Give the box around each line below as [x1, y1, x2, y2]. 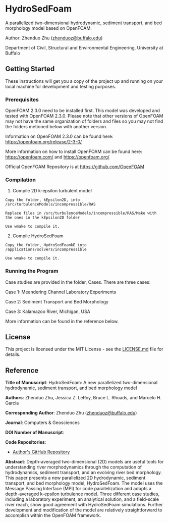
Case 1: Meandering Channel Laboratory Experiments [5, 289, 117, 295]
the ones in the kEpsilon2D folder [5, 215, 80, 220]
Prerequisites [5, 96, 39, 103]
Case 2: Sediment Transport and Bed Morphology [5, 298, 108, 304]
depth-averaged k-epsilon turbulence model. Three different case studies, [5, 491, 160, 497]
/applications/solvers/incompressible [5, 247, 87, 252]
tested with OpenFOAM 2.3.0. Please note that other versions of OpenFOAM [5, 113, 163, 119]
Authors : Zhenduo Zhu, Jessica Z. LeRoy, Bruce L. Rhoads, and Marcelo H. [5, 395, 162, 401]
